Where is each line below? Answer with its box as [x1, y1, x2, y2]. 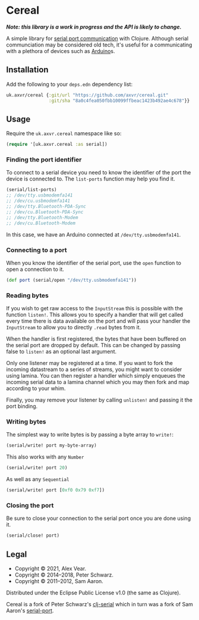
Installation [6, 65, 49, 75]
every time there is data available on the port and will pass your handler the [6, 317, 191, 325]
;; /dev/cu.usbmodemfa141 [6, 198, 70, 204]
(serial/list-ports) [6, 187, 58, 193]
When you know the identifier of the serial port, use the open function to [6, 259, 181, 266]
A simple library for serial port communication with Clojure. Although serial [6, 35, 189, 42]
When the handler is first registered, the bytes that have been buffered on [6, 335, 187, 342]
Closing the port [6, 501, 54, 509]
